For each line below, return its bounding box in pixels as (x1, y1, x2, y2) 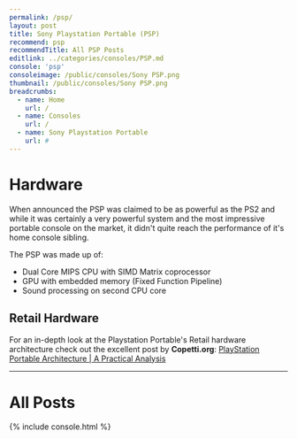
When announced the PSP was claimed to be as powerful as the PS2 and (9, 204, 276, 214)
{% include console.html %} (9, 421, 111, 432)
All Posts (9, 392, 76, 412)
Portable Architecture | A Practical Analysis (9, 353, 166, 364)
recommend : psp (9, 37, 65, 47)
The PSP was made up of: (9, 249, 104, 259)
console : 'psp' (9, 63, 65, 72)
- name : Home (17, 95, 65, 104)
